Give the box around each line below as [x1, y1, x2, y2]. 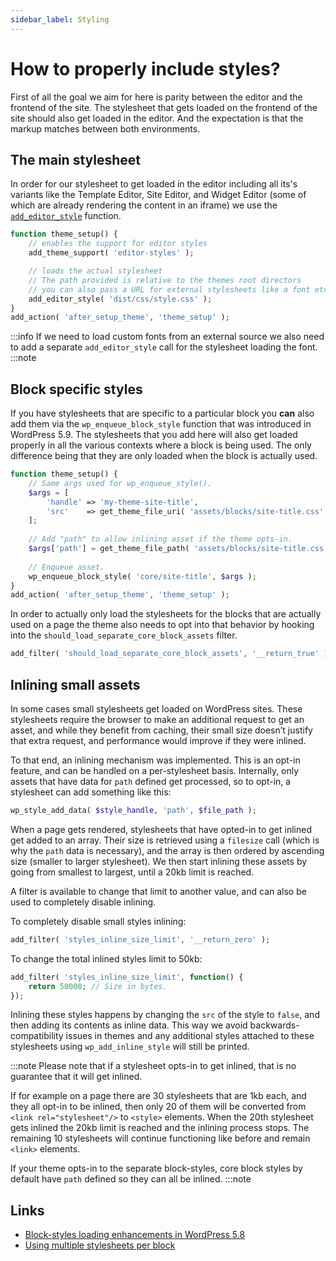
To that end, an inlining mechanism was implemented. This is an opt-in [10, 754, 301, 766]
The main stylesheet [10, 151, 142, 168]
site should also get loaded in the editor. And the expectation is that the [10, 112, 304, 124]
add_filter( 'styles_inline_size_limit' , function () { [10, 972, 244, 982]
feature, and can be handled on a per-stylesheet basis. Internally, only [10, 765, 300, 776]
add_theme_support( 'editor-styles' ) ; [28, 248, 195, 258]
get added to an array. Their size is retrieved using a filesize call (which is [10, 834, 320, 846]
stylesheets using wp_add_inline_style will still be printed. [10, 1041, 250, 1053]
